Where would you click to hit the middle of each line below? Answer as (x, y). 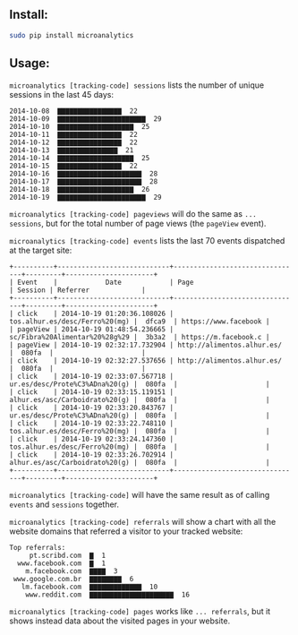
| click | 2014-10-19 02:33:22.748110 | (92, 423)
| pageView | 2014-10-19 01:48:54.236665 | (92, 329)
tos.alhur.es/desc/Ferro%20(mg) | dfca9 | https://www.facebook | (140, 322)
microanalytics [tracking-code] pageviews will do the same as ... (133, 213)
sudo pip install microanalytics (72, 35)
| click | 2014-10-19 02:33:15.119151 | (92, 392)
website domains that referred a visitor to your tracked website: (126, 531)
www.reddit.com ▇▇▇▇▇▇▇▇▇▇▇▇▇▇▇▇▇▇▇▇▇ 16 (108, 595)
